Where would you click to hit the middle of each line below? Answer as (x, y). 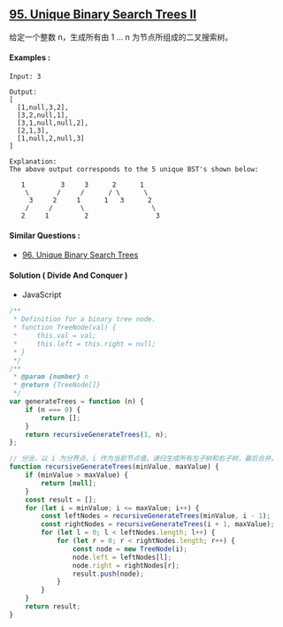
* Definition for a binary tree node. (84, 319)
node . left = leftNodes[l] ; (122, 557)
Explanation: (33, 162)
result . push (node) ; (108, 574)
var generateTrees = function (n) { (76, 401)
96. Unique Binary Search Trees (80, 255)
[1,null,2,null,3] (51, 139)
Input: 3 (25, 77)
